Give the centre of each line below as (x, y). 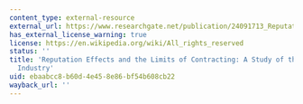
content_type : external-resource (72, 18)
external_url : (36, 26)
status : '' (30, 52)
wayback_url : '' (40, 85)
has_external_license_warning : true (78, 34)
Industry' (36, 69)
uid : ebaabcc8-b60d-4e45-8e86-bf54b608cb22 (92, 77)
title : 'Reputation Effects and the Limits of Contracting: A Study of (147, 60)
